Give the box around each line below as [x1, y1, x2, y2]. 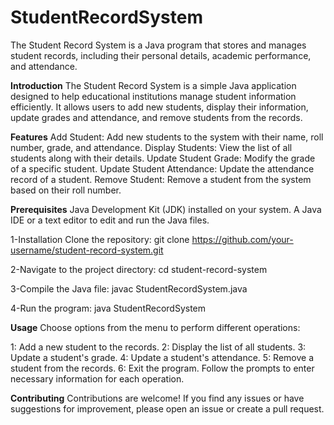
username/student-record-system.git [10, 244, 164, 256]
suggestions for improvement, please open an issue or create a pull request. [10, 402, 325, 415]
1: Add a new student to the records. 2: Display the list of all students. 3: [10, 341, 307, 353]
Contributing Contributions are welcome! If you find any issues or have [10, 392, 305, 404]
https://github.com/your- [191, 233, 294, 245]
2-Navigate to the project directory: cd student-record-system [10, 263, 268, 275]
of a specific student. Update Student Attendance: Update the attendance [10, 162, 315, 175]
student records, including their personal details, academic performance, [10, 49, 312, 61]
